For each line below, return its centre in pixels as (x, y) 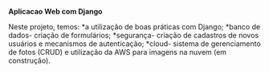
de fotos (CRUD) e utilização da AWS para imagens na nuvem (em (118, 52)
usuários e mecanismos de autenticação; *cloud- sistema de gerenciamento (134, 44)
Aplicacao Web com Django (55, 12)
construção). (29, 60)
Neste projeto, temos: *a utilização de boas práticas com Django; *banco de (134, 27)
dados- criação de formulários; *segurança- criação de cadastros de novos (134, 35)
